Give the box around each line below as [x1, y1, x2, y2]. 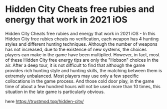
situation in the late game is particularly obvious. [5, 89, 105, 95]
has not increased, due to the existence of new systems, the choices [5, 46, 147, 52]
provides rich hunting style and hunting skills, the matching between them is [5, 67, 162, 73]
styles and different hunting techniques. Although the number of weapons [5, 41, 157, 47]
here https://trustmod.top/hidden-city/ [5, 98, 84, 104]
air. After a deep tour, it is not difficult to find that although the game [5, 62, 145, 68]
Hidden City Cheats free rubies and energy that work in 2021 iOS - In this [5, 30, 156, 36]
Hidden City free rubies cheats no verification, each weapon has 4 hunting [5, 36, 159, 42]
